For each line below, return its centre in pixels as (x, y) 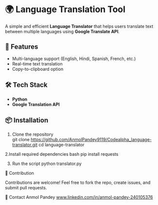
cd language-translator (61, 145)
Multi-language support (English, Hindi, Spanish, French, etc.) (74, 59)
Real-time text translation (37, 63)
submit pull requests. (26, 188)
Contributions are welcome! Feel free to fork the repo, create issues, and (78, 183)
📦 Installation (27, 120)
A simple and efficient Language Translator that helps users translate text (79, 26)
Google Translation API (36, 104)
